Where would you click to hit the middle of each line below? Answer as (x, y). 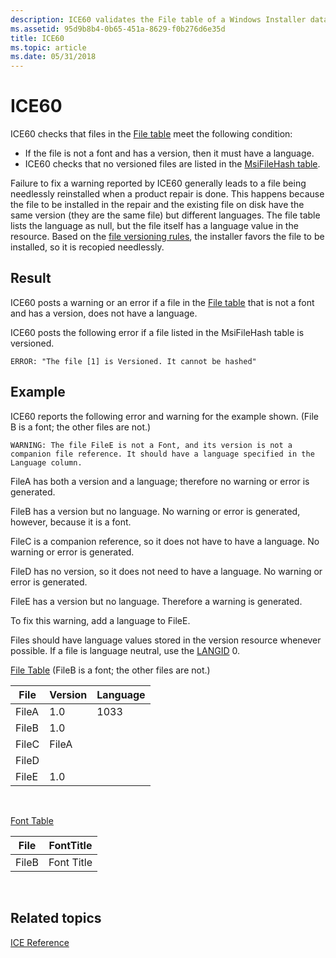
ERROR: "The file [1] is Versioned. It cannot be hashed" (133, 361)
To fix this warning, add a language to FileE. (100, 620)
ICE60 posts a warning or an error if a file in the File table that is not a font (162, 302)
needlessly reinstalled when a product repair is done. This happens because (167, 194)
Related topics (56, 918)
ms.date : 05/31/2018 (53, 57)
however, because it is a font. (71, 522)
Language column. (46, 462)
